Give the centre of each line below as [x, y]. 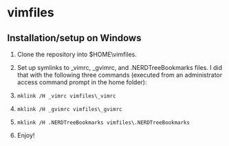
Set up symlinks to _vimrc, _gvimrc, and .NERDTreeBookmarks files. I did [119, 68]
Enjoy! [26, 135]
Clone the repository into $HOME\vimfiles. [77, 54]
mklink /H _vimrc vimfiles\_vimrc [66, 96]
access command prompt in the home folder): [82, 82]
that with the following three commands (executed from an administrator [120, 75]
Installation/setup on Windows [74, 38]
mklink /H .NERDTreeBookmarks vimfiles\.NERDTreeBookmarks [103, 123]
